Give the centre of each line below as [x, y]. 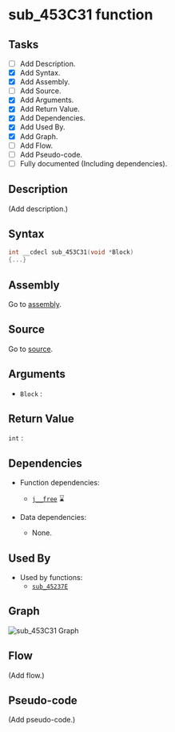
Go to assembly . [35, 304]
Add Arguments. [47, 100]
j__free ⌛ [48, 499]
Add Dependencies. [52, 118]
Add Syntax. [40, 73]
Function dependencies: [60, 483]
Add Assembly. [45, 82]
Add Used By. [42, 127]
